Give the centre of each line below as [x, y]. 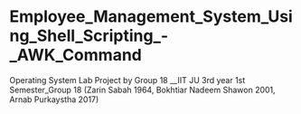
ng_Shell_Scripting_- [89, 36]
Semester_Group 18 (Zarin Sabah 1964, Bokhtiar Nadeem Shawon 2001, [142, 90]
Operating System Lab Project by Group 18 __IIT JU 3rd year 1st [127, 80]
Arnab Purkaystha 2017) [54, 99]
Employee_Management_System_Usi [151, 17]
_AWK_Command [75, 55]
